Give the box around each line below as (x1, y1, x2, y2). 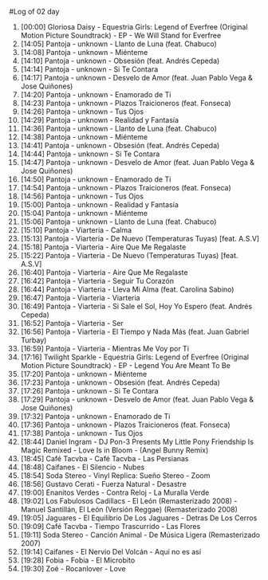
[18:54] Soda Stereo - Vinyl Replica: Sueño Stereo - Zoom (20, 471, 211, 480)
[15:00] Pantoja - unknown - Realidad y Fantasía (20, 200, 179, 210)
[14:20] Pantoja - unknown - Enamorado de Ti (20, 90, 171, 99)
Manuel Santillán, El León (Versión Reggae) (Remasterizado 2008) (20, 505, 238, 514)
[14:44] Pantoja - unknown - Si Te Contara (20, 149, 160, 159)
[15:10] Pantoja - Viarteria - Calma (20, 225, 132, 234)
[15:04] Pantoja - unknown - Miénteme (20, 209, 148, 217)
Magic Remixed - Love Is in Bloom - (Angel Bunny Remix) (20, 445, 209, 455)
